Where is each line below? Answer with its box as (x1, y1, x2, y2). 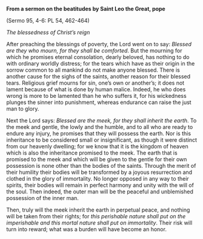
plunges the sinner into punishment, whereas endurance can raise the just (6, 99, 192, 106)
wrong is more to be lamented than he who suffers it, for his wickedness (6, 92, 187, 99)
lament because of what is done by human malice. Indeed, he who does (6, 86, 186, 93)
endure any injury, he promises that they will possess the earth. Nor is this (6, 130, 191, 137)
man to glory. (6, 105, 39, 112)
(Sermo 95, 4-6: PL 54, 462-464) (6, 17, 90, 24)
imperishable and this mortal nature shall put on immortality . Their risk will (6, 219, 193, 226)
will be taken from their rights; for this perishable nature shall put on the (6, 213, 186, 220)
